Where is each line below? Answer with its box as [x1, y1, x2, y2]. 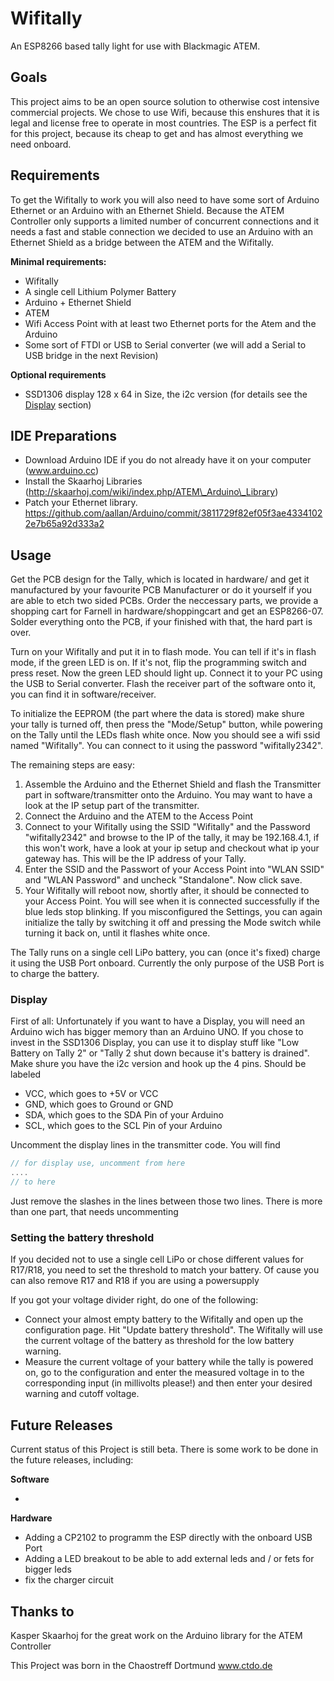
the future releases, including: [10, 1454, 134, 1466]
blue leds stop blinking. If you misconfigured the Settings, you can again [24, 906, 323, 918]
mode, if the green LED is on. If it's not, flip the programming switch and [10, 657, 307, 669]
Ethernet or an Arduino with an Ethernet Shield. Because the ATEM [10, 204, 285, 216]
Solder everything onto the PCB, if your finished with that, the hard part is [10, 616, 313, 628]
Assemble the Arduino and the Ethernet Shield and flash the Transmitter [24, 778, 322, 791]
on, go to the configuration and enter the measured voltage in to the [24, 1367, 305, 1379]
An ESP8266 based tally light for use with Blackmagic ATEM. [10, 40, 261, 52]
